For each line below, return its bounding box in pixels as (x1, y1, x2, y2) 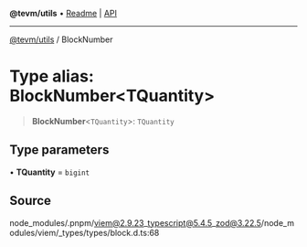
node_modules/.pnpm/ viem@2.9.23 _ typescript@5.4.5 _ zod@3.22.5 (9, 217, 262, 228)
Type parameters (9, 142, 110, 158)
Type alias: (9, 66, 94, 87)
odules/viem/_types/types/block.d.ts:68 (9, 227, 160, 238)
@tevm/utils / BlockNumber (9, 34, 113, 45)
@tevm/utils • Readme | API (9, 8, 117, 18)
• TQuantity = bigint (9, 166, 90, 177)
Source (9, 193, 52, 209)
